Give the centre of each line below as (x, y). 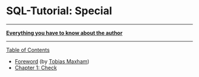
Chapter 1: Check (36, 68)
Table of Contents (28, 50)
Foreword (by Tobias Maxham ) (52, 61)
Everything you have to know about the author (64, 33)
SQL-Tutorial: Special (59, 11)
